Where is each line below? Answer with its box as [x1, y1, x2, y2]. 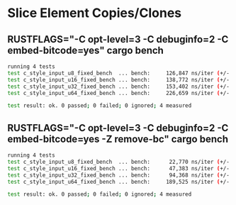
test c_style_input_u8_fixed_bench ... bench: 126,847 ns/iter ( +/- [7, 70, 230, 77]
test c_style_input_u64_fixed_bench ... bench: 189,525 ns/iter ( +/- [7, 178, 230, 185]
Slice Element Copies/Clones [7, 5, 182, 21]
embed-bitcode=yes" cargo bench [7, 44, 164, 56]
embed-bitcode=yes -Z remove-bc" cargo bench [7, 133, 229, 145]
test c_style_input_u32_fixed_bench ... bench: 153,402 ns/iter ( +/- [7, 83, 230, 90]
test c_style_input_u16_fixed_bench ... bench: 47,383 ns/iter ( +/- [7, 165, 230, 172]
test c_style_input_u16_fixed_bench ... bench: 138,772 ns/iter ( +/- [7, 76, 230, 83]
